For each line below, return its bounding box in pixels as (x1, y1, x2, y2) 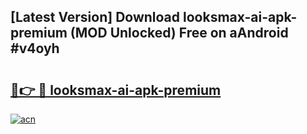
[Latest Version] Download (10, 9, 181, 26)
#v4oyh (10, 40, 60, 57)
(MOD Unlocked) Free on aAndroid (69, 25, 289, 42)
